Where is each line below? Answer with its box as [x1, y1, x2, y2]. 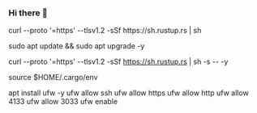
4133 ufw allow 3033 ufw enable [8, 97, 118, 107]
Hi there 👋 [8, 7, 49, 19]
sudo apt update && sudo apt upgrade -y [8, 41, 145, 51]
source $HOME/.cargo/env [8, 73, 99, 82]
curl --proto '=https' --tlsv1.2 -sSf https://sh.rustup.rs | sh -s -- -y [8, 56, 229, 67]
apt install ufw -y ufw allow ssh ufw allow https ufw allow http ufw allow [8, 88, 249, 98]
